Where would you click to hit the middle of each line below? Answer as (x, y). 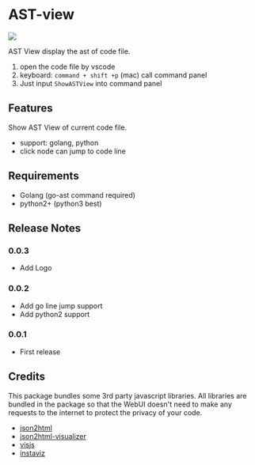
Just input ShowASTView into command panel (91, 83)
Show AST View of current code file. (68, 127)
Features (30, 108)
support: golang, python (59, 142)
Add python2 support (55, 314)
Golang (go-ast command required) (78, 195)
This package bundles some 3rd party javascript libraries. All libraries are (127, 395)
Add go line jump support (61, 305)
